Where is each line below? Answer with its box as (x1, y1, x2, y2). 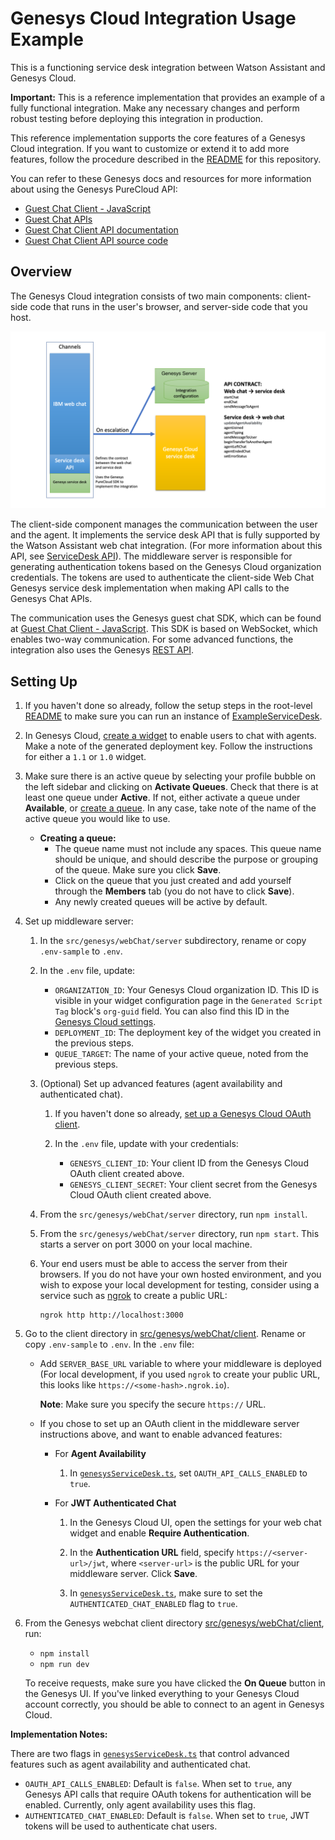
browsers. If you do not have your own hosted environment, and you (39, 1268, 322, 1281)
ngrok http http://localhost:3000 (39, 1310, 184, 1321)
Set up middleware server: (24, 915, 134, 927)
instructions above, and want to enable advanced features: (39, 1428, 283, 1441)
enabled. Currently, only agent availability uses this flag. (24, 1799, 256, 1811)
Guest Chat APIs (24, 213, 93, 225)
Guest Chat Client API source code (24, 234, 169, 246)
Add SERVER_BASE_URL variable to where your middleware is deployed (39, 1358, 322, 1370)
